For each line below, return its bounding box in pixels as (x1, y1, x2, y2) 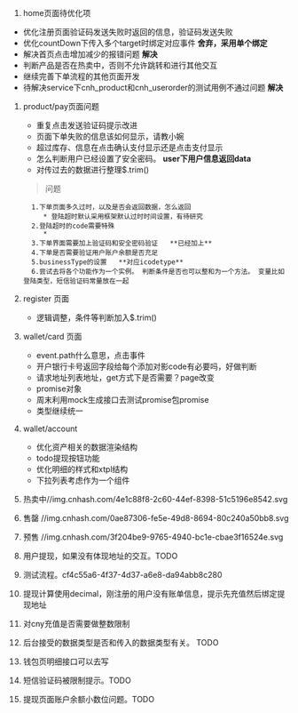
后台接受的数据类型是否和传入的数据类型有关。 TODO (22, 637, 219, 647)
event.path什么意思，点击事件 (35, 350, 145, 360)
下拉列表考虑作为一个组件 (35, 475, 130, 485)
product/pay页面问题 (22, 101, 100, 111)
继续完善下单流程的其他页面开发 (22, 71, 140, 82)
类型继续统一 (35, 405, 83, 416)
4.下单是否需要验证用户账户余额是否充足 (31, 248, 159, 257)
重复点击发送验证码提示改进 (35, 120, 138, 131)
